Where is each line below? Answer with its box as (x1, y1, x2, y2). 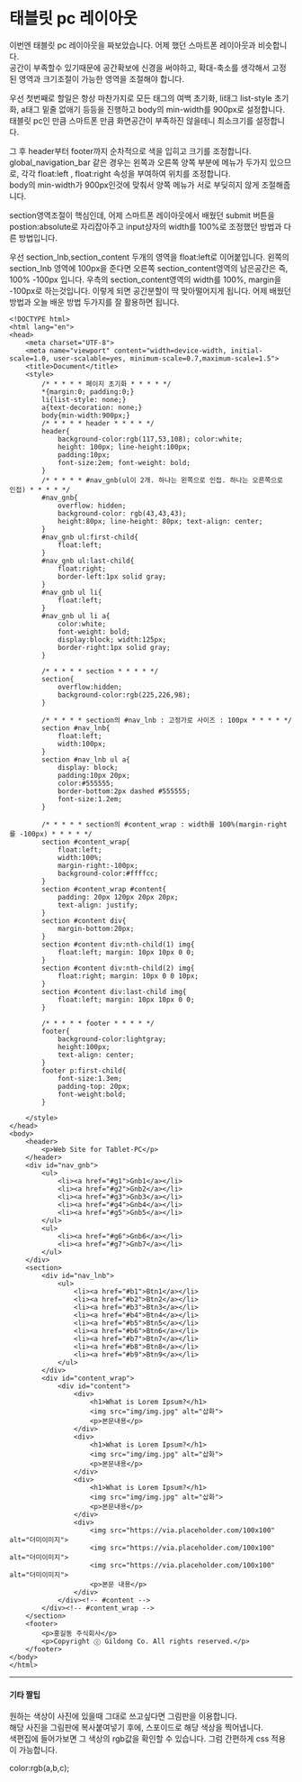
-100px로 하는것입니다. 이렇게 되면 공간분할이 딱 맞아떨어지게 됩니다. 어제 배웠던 (9, 285, 292, 296)
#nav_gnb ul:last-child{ (41, 556, 135, 565)
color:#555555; (57, 779, 115, 788)
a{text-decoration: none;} (41, 403, 143, 412)
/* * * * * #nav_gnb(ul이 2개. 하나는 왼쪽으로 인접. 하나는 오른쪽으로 (41, 475, 284, 485)
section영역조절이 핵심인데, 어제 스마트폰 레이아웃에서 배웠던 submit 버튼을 (9, 209, 276, 221)
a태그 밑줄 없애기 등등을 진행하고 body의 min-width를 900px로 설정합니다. (21, 104, 286, 114)
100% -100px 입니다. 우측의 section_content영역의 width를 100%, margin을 (9, 274, 281, 285)
